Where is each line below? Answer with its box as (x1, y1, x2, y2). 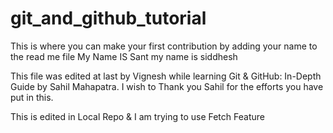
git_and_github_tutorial (10, 7, 207, 30)
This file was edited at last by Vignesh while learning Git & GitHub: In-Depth (10, 70, 322, 82)
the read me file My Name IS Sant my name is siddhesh (10, 50, 238, 62)
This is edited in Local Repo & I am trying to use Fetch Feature (10, 110, 265, 122)
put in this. (10, 91, 54, 103)
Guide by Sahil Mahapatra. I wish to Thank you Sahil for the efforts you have (10, 80, 324, 92)
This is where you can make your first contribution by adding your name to (10, 40, 318, 52)
